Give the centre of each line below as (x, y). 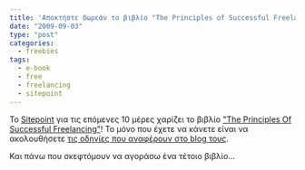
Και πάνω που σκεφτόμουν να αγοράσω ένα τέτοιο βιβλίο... (123, 156)
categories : (32, 43)
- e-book (34, 69)
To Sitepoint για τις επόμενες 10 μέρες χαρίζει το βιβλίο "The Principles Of (151, 119)
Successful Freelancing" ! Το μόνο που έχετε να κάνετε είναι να (129, 128)
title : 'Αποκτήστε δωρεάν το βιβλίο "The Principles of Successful (140, 18)
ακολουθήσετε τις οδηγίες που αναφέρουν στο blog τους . (119, 138)
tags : (20, 60)
